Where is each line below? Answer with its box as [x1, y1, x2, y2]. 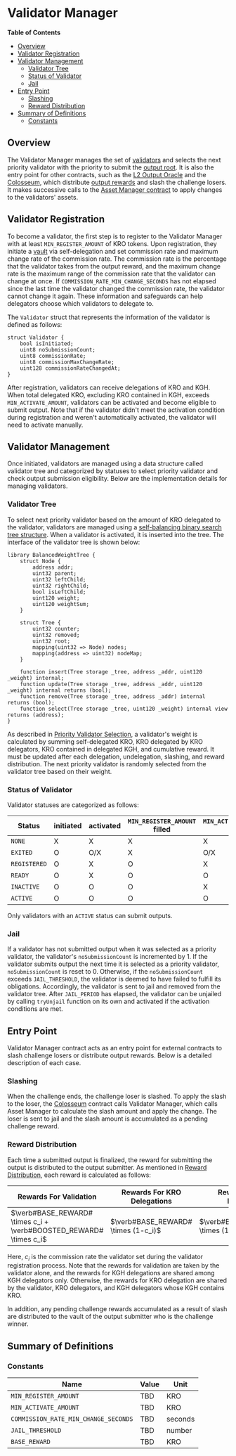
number [166, 1426, 192, 1436]
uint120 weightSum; [32, 600, 90, 607]
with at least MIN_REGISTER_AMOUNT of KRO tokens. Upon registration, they [7, 239, 218, 247]
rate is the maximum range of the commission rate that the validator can [7, 269, 216, 278]
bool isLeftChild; [32, 588, 86, 595]
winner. [7, 1320, 29, 1328]
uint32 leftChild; [32, 576, 86, 583]
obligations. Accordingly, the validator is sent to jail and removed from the [7, 982, 221, 991]
